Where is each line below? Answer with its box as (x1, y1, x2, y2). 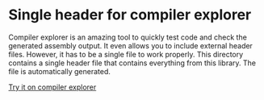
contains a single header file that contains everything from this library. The (8, 58, 257, 68)
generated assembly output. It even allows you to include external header (8, 40, 253, 50)
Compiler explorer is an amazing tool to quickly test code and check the (8, 32, 248, 42)
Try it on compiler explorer (8, 82, 97, 92)
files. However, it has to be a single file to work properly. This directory (8, 49, 244, 59)
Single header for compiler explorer (8, 6, 252, 24)
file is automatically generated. (8, 66, 111, 76)
